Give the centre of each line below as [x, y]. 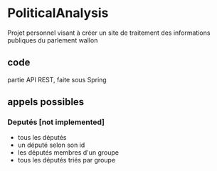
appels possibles [46, 102]
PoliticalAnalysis [58, 13]
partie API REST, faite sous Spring [57, 79]
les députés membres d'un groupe [68, 153]
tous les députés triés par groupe [67, 160]
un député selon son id [51, 145]
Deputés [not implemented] [56, 122]
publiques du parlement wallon [53, 40]
